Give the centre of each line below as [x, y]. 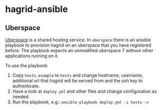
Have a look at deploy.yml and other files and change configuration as [84, 91]
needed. [21, 97]
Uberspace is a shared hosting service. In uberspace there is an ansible [78, 40]
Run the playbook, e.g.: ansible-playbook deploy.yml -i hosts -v [80, 102]
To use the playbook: [27, 66]
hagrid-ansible [37, 9]
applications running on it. [32, 56]
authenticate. [26, 86]
